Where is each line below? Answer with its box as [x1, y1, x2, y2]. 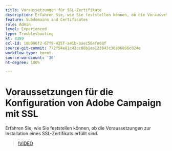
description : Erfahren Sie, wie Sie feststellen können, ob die [5, 12, 145, 17]
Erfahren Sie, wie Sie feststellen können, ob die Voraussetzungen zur [5, 125, 151, 131]
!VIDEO [17, 140, 33, 146]
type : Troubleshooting [5, 31, 54, 36]
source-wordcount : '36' [5, 55, 56, 60]
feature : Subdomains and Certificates [5, 17, 88, 22]
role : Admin [5, 21, 31, 27]
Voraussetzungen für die [5, 87, 114, 98]
